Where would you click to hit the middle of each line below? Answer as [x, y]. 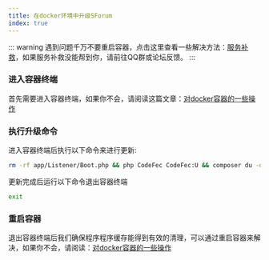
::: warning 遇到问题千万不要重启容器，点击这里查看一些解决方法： [118, 47]
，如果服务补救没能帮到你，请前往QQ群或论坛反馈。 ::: [106, 57]
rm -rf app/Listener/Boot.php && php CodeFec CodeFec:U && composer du [130, 166]
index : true [28, 23]
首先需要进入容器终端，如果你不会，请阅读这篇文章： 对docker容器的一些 [128, 98]
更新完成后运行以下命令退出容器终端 [68, 182]
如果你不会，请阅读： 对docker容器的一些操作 [97, 248]
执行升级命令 [33, 131]
